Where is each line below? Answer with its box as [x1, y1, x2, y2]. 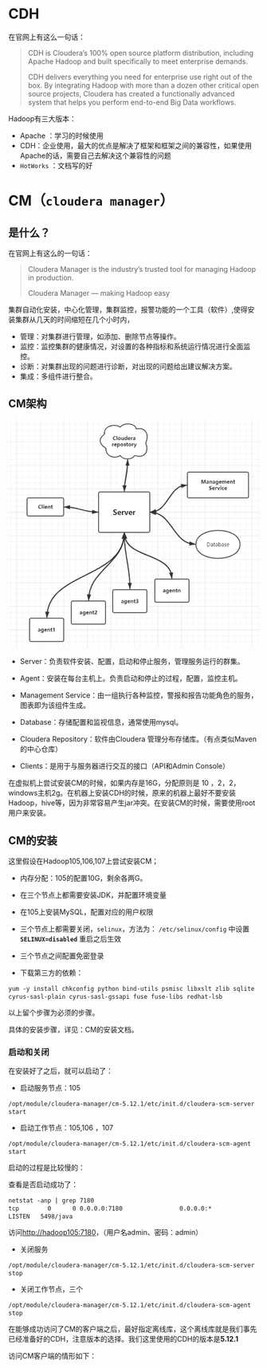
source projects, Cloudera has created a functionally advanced [27, 88, 235, 98]
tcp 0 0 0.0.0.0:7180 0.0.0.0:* [8, 1205, 213, 1213]
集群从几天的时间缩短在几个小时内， [14, 314, 134, 324]
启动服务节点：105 [19, 1083, 81, 1093]
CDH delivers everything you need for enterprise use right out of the [27, 72, 253, 81]
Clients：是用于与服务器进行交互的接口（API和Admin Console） [19, 761, 230, 771]
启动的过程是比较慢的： [8, 1163, 85, 1173]
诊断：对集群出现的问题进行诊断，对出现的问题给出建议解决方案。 [19, 361, 237, 371]
